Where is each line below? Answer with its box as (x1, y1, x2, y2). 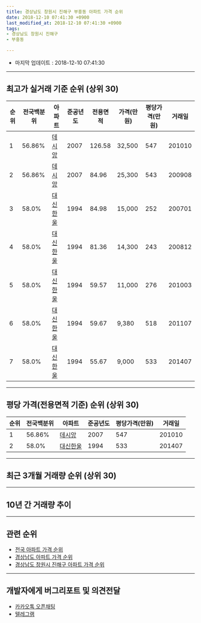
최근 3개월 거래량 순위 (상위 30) (6, 471, 117, 481)
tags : (6, 25, 20, 32)
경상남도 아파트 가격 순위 (14, 553, 73, 561)
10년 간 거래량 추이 (6, 499, 72, 510)
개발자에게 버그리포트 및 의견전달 (6, 586, 121, 596)
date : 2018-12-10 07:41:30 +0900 (6, 14, 90, 20)
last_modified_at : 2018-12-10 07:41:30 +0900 (6, 20, 121, 26)
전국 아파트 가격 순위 (14, 546, 63, 553)
